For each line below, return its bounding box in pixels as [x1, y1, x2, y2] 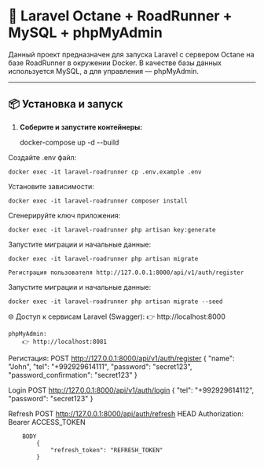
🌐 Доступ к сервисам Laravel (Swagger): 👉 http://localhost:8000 [8, 312, 225, 321]
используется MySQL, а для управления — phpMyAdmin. [8, 66, 199, 75]
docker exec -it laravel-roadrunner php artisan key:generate [8, 225, 216, 234]
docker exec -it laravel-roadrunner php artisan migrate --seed [8, 298, 223, 305]
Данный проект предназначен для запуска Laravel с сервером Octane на [8, 49, 255, 59]
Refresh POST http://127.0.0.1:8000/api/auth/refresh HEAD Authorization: [8, 408, 244, 419]
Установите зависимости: [8, 181, 94, 191]
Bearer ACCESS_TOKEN [8, 417, 86, 426]
